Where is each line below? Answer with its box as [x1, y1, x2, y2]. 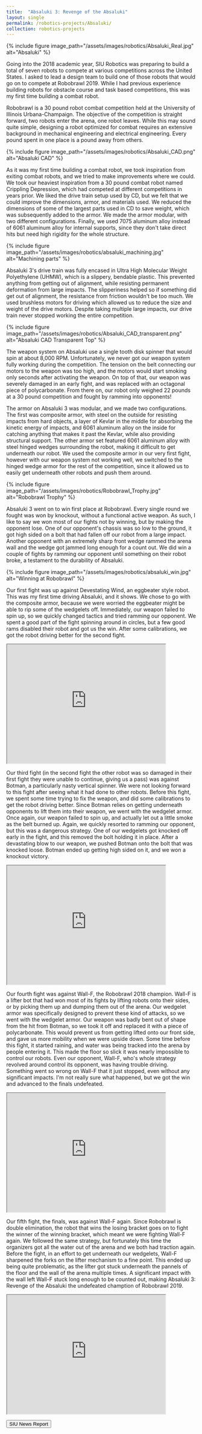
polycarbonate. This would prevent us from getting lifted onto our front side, [6, 1029, 195, 1036]
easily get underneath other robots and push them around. [6, 469, 152, 477]
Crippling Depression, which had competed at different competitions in [6, 186, 182, 193]
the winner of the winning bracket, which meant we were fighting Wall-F [6, 1231, 186, 1238]
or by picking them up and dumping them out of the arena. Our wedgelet [6, 1003, 187, 1011]
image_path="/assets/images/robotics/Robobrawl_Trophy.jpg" [6, 487, 161, 495]
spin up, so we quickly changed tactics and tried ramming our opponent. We [6, 612, 196, 620]
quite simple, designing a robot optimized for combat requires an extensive [6, 123, 193, 131]
